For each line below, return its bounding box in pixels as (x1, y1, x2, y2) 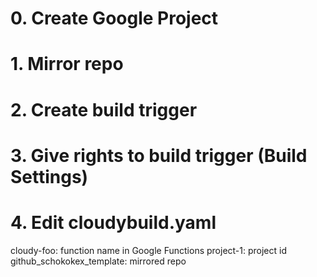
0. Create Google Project (10, 7, 219, 30)
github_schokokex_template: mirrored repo (10, 255, 187, 267)
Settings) (10, 165, 89, 188)
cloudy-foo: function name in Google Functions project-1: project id (10, 244, 288, 256)
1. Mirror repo (10, 53, 124, 76)
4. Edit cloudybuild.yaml (10, 211, 217, 234)
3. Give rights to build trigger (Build (10, 144, 308, 167)
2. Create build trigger (10, 98, 198, 121)
